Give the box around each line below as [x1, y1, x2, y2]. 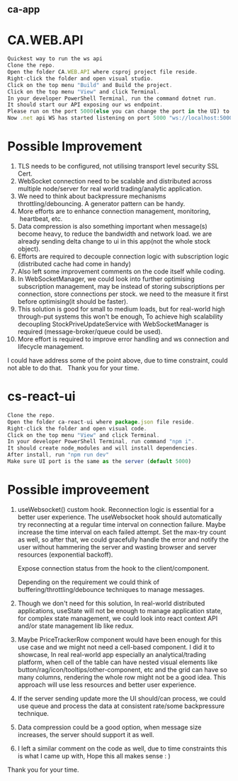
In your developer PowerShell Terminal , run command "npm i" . [7, 438, 195, 445]
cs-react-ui [7, 389, 76, 404]
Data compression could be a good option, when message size [17, 723, 202, 731]
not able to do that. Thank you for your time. [7, 364, 140, 372]
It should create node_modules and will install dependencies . [7, 445, 198, 452]
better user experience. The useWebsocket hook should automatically [17, 513, 222, 521]
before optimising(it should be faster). [17, 297, 129, 306]
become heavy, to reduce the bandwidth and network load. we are [17, 229, 212, 238]
